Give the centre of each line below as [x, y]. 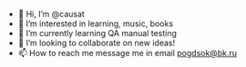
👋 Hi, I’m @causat [51, 14]
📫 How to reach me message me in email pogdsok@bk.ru [127, 53]
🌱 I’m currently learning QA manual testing [97, 33]
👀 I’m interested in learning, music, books [96, 24]
